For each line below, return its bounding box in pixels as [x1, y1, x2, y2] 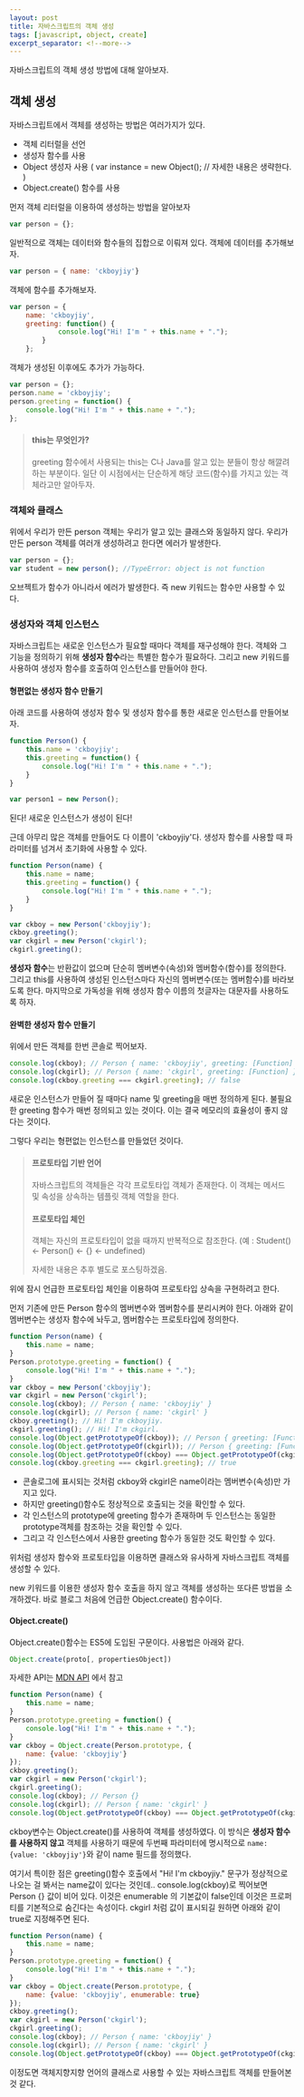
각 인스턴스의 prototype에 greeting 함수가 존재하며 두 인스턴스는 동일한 [22, 1510, 276, 1521]
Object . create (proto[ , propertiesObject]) [9, 1655, 172, 1664]
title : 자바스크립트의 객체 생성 [9, 22, 115, 31]
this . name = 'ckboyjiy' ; [25, 745, 119, 754]
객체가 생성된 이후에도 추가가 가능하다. [9, 362, 145, 373]
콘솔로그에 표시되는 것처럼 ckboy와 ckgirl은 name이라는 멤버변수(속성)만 [22, 1476, 281, 1487]
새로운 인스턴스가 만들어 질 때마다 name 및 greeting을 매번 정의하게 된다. [9, 1093, 269, 1104]
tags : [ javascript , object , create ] [9, 30, 147, 39]
